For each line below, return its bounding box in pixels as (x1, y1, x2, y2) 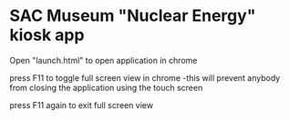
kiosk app (9, 25, 85, 45)
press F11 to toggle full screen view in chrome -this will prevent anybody (9, 72, 281, 83)
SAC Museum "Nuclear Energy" (9, 5, 256, 26)
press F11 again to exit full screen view (9, 99, 153, 110)
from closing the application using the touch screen (9, 82, 203, 93)
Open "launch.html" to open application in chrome (9, 55, 198, 65)
